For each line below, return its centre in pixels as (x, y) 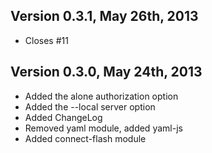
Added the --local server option (90, 106)
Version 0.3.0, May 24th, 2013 (106, 72)
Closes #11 (46, 40)
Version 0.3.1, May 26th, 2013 (104, 16)
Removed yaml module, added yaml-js (103, 128)
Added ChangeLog (63, 117)
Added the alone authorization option (101, 96)
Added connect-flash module (85, 138)
